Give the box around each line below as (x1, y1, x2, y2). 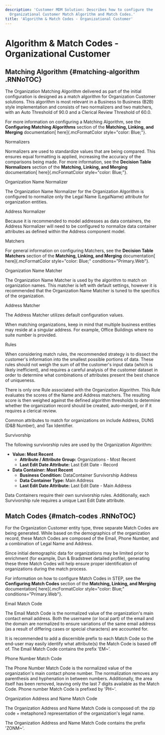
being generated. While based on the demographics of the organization (5, 530, 150, 536)
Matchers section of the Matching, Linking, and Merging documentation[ (5, 253, 156, 259)
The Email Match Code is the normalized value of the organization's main (5, 610, 154, 616)
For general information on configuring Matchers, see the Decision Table (5, 247, 154, 254)
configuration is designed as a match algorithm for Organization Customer (5, 94, 156, 100)
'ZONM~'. (5, 725, 25, 731)
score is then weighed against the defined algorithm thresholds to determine (5, 397, 161, 403)
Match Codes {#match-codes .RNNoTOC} (5, 512, 136, 520)
